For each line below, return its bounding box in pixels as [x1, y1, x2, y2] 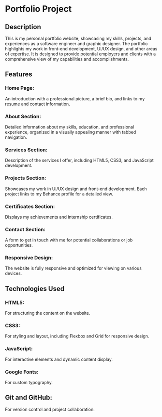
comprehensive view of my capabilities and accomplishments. [5, 56, 129, 62]
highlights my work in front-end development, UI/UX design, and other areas [5, 46, 158, 51]
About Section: [5, 113, 41, 120]
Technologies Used [5, 285, 64, 293]
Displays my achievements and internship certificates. [5, 214, 113, 220]
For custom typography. [5, 380, 53, 385]
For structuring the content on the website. [5, 310, 90, 316]
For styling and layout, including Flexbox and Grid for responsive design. [5, 333, 149, 339]
